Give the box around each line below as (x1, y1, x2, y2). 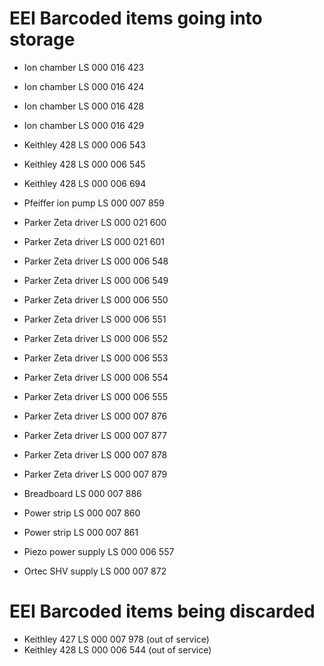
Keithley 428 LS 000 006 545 (23, 158, 146, 170)
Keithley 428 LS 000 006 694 (23, 177, 147, 189)
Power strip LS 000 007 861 (23, 526, 139, 538)
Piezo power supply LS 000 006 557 (23, 545, 175, 557)
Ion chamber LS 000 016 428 (23, 100, 145, 112)
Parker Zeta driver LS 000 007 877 (23, 429, 167, 441)
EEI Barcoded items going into (9, 7, 263, 30)
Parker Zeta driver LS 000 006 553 (23, 352, 169, 364)
